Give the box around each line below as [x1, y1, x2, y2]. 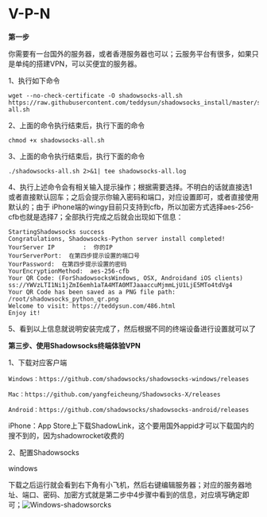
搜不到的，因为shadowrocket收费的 [8, 430, 125, 440]
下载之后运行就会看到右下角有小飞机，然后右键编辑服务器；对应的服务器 [8, 480, 245, 489]
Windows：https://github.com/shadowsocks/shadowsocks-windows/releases [8, 375, 250, 383]
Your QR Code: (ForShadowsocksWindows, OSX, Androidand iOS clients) [8, 274, 244, 282]
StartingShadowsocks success [8, 227, 105, 235]
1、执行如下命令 [8, 76, 60, 85]
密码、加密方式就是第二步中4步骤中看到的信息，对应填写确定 [42, 490, 243, 500]
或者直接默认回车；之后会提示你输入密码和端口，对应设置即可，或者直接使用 [8, 192, 259, 201]
